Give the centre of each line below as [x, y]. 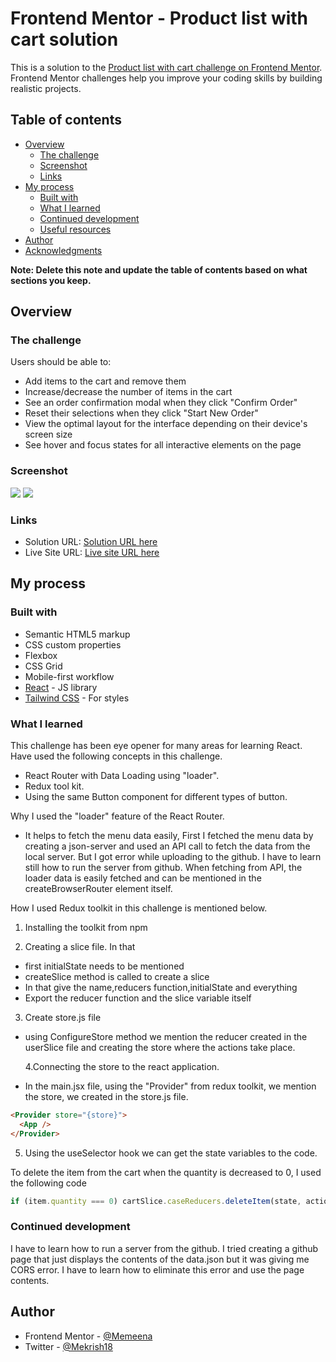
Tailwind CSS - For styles [77, 698]
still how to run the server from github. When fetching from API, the [163, 868]
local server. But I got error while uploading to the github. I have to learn [173, 857]
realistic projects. [46, 88]
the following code [48, 1183]
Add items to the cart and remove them [105, 381]
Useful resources [75, 229]
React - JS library [61, 687]
